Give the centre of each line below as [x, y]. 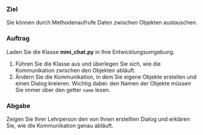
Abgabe [18, 106]
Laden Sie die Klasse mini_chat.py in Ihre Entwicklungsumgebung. [91, 52]
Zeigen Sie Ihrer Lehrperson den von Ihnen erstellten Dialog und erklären [98, 119]
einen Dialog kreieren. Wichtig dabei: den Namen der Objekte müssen [103, 83]
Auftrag [18, 39]
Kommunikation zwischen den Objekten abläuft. [75, 70]
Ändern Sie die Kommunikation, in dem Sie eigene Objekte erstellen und [106, 77]
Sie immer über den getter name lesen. [63, 90]
